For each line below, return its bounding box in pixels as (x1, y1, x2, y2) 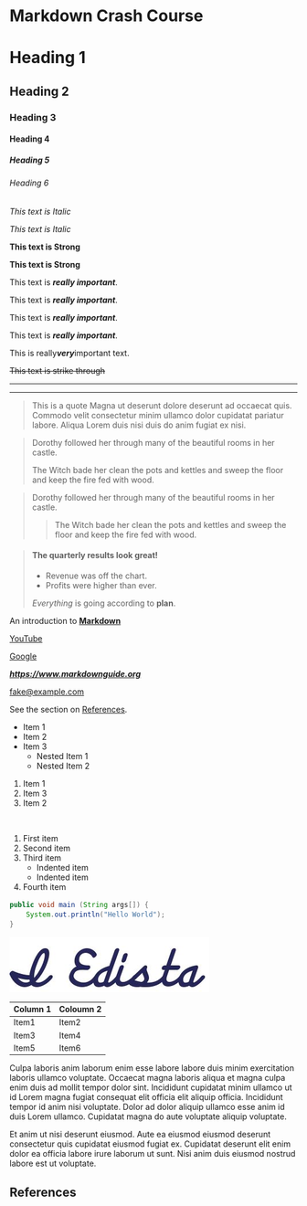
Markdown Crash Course (9, 5, 204, 26)
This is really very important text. (9, 347, 130, 358)
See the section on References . (9, 704, 128, 715)
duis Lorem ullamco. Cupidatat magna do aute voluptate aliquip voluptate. (9, 1111, 288, 1122)
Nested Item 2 (36, 760, 90, 772)
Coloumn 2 (58, 1004, 102, 1015)
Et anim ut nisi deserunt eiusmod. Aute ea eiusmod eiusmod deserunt (9, 1129, 271, 1140)
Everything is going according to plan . (31, 598, 176, 608)
